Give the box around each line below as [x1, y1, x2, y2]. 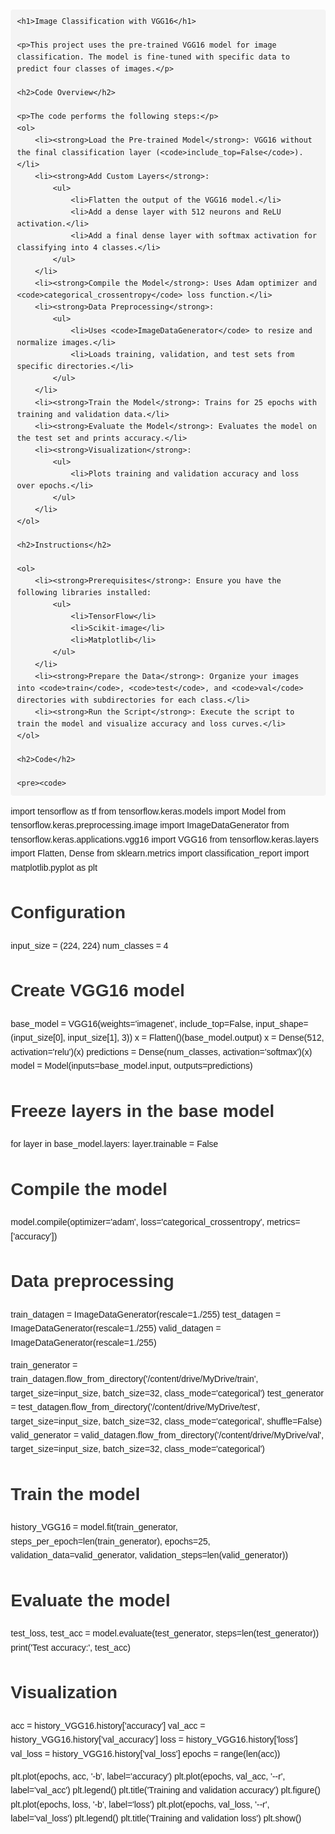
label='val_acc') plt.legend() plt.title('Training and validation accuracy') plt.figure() [10, 1785, 321, 1796]
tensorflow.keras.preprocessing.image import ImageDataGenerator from [10, 820, 290, 831]
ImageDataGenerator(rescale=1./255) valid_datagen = [10, 1323, 222, 1334]
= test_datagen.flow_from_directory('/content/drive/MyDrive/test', [10, 1402, 261, 1413]
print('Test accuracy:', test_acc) [10, 1642, 131, 1653]
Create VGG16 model [10, 980, 186, 1001]
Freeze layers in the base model [10, 1100, 275, 1121]
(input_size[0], [10, 1032, 66, 1044]
